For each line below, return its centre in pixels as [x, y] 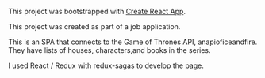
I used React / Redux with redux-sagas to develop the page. [106, 65]
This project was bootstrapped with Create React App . [97, 11]
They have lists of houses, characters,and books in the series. [110, 50]
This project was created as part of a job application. [94, 26]
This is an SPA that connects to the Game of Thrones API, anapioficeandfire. [133, 42]
